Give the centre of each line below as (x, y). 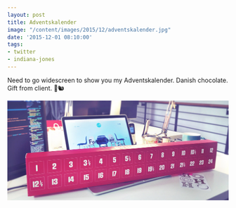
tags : (15, 45)
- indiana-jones (31, 60)
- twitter (22, 52)
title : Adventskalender (42, 22)
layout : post (26, 15)
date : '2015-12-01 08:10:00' (50, 37)
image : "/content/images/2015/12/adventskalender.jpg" (89, 30)
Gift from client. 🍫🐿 (36, 88)
